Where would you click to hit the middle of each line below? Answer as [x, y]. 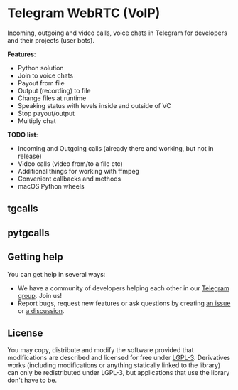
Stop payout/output [46, 113]
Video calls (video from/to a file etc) [70, 163]
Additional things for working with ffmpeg [79, 171]
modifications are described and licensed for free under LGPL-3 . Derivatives [119, 358]
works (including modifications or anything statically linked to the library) [114, 365]
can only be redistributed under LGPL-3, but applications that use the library [119, 373]
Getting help [35, 257]
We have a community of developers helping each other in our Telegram [123, 288]
